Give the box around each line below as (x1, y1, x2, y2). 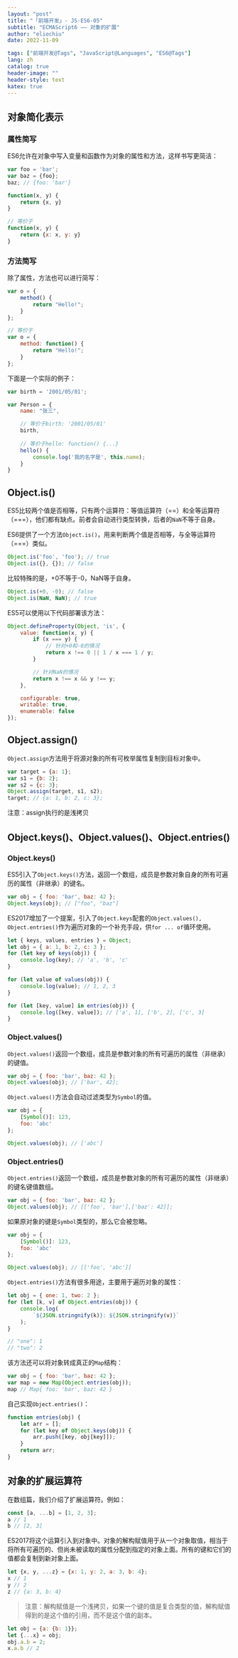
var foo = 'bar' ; (7, 166, 59, 173)
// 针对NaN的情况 (33, 668, 79, 676)
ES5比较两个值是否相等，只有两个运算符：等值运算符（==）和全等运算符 (7, 506, 220, 515)
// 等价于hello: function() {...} (20, 440, 119, 447)
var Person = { (7, 401, 53, 408)
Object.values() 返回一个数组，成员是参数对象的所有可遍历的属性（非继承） (7, 1049, 229, 1058)
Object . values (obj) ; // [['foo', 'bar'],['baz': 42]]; (7, 1203, 173, 1210)
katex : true (7, 83, 43, 90)
